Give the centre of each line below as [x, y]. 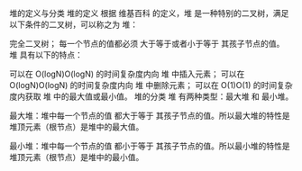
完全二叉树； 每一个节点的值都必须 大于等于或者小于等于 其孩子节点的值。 [147, 44]
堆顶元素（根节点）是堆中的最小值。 [77, 157]
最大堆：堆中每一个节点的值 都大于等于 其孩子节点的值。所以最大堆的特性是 [150, 116]
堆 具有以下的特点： [46, 55]
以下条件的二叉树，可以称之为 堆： [73, 24]
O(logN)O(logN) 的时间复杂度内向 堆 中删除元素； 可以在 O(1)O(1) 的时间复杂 [151, 85]
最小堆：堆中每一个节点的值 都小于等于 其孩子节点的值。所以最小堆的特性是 [150, 146]
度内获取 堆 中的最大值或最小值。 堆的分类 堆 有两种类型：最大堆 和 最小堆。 [151, 96]
